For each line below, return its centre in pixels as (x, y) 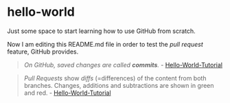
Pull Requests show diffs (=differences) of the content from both (115, 78)
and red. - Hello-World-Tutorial (67, 93)
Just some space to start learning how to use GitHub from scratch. (101, 31)
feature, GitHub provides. (43, 51)
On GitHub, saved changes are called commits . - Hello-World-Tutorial (123, 65)
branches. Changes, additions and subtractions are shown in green (119, 85)
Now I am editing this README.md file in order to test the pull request (105, 44)
